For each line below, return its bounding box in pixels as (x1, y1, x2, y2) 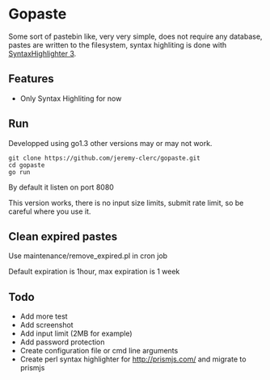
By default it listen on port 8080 (8, 182, 115, 192)
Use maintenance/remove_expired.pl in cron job (8, 251, 168, 261)
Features (8, 72, 54, 86)
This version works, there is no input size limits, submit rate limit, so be (8, 198, 244, 207)
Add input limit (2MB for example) (19, 328, 133, 339)
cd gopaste (8, 161, 45, 169)
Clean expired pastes (8, 229, 118, 243)
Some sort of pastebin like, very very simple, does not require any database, (8, 31, 263, 41)
